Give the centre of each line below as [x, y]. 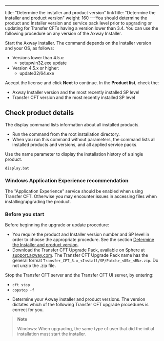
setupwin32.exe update [43, 63]
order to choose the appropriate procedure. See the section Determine [83, 240]
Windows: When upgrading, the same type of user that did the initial [86, 329]
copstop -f [23, 290]
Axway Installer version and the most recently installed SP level [76, 92]
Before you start [25, 215]
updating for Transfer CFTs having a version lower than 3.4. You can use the [82, 28]
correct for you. [28, 310]
